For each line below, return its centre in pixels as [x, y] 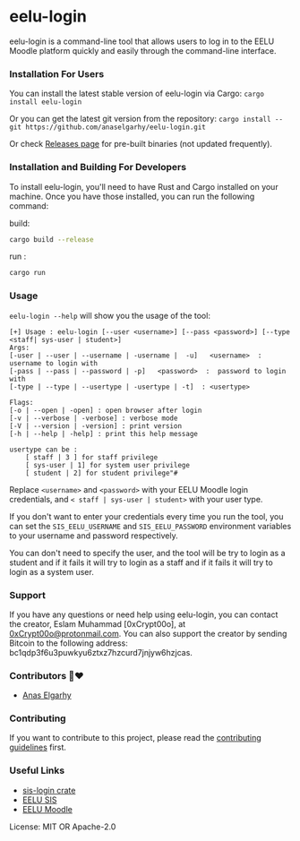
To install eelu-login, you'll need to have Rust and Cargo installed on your [144, 186]
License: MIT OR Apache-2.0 [63, 827]
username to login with [54, 363]
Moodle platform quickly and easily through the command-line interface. [143, 50]
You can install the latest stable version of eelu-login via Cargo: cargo [137, 94]
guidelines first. [38, 747]
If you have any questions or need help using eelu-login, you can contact [144, 614]
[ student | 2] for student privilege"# [102, 473]
